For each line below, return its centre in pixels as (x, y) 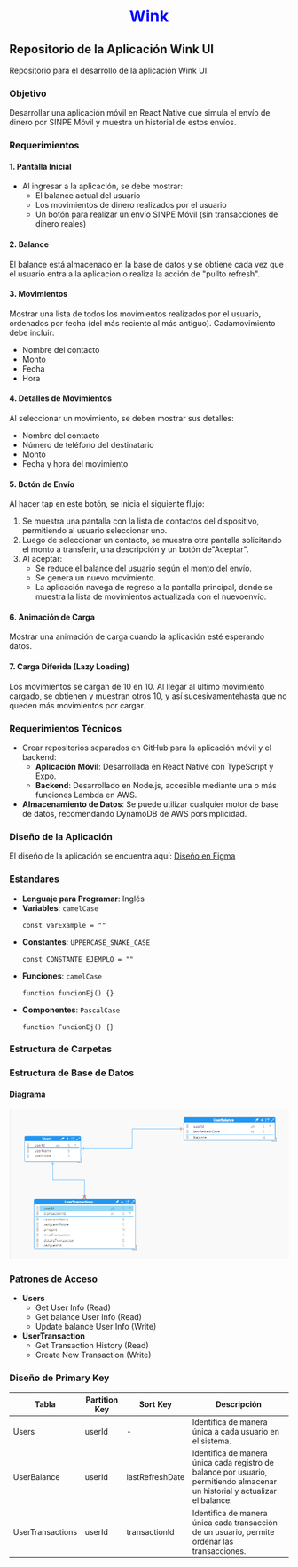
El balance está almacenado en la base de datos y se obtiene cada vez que (146, 264)
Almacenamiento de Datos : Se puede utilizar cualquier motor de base (150, 804)
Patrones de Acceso (54, 1279)
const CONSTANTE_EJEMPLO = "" (78, 959)
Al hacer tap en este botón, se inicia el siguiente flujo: (107, 504)
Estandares (34, 879)
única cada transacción (235, 1523)
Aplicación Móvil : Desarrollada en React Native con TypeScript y (154, 766)
